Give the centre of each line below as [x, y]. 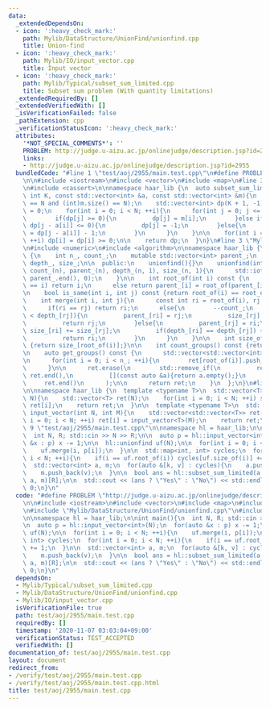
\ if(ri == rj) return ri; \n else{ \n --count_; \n [138, 308]
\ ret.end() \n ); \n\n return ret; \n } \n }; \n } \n [138, 383]
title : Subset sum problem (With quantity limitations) [119, 91]
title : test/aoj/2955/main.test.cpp [70, 690]
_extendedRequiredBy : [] [57, 98]
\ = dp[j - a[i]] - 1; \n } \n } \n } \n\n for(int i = [143, 233]
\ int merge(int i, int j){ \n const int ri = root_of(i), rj [142, 301]
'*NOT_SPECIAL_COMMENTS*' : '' [74, 143]
